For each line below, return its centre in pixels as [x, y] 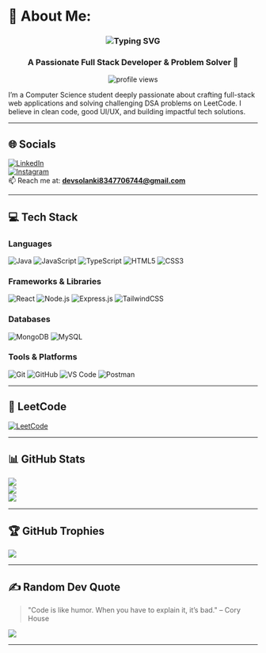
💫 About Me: [50, 16]
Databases [29, 319]
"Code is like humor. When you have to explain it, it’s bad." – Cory [134, 610]
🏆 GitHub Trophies [57, 531]
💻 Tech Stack [43, 217]
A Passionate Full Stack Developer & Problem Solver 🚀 [133, 63]
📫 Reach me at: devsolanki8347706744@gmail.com [97, 181]
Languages [30, 244]
